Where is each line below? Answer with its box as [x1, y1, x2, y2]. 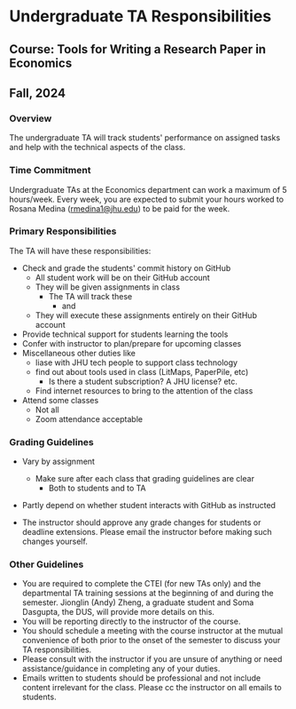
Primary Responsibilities [9, 225, 117, 237]
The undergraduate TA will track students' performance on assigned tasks [9, 132, 281, 143]
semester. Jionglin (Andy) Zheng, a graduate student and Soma [21, 597, 254, 608]
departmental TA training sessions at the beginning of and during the [21, 588, 274, 599]
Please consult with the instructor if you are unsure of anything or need [21, 654, 283, 665]
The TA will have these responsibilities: [9, 245, 152, 256]
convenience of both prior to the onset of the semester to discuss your [21, 635, 281, 646]
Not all [35, 404, 59, 415]
